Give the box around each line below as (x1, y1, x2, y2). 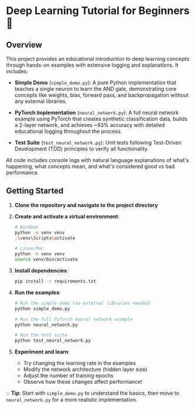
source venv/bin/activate (14, 256, 78, 263)
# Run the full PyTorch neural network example (14, 316, 133, 322)
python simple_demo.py (14, 305, 70, 311)
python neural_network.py (14, 322, 78, 328)
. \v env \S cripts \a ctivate (14, 235, 76, 241)
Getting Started (6, 186, 64, 196)
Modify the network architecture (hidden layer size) (23, 366, 148, 373)
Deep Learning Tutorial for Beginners (6, 4, 190, 18)
